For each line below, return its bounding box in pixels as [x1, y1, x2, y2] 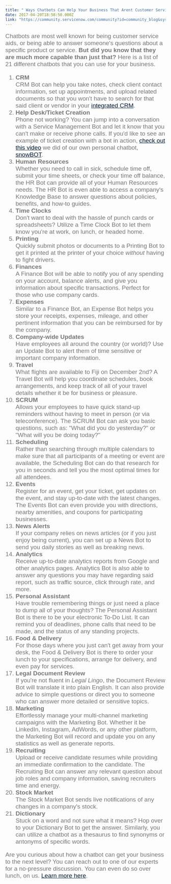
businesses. [15, 515, 48, 523]
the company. [15, 326, 52, 334]
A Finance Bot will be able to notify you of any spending [15, 270, 164, 278]
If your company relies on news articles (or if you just [15, 530, 156, 537]
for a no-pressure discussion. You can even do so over [5, 865, 151, 872]
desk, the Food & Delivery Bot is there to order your [15, 648, 154, 656]
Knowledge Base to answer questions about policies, [15, 193, 157, 200]
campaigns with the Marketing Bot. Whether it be [15, 719, 146, 726]
